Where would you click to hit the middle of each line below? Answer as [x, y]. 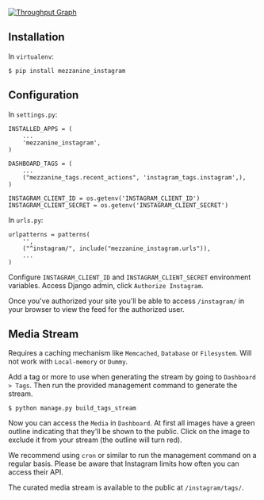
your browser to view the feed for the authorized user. [96, 309]
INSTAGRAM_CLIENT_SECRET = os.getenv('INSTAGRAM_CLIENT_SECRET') [118, 205]
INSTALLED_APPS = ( [40, 129]
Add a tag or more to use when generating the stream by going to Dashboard [132, 377]
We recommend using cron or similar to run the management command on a [132, 456]
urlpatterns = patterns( [49, 234]
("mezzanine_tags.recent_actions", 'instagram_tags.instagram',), [134, 177]
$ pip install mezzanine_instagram [67, 71]
